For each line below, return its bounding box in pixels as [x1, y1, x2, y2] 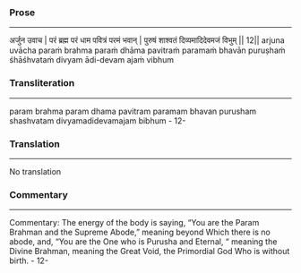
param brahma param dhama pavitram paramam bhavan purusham [9, 106, 257, 116]
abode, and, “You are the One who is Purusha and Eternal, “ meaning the [9, 236, 278, 247]
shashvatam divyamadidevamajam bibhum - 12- [9, 115, 186, 126]
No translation [9, 166, 62, 176]
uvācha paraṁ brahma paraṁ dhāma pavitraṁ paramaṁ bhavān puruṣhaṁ [9, 45, 286, 55]
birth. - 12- [9, 255, 49, 266]
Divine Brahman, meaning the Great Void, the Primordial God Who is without [9, 246, 290, 257]
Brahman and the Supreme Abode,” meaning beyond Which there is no [9, 226, 271, 238]
